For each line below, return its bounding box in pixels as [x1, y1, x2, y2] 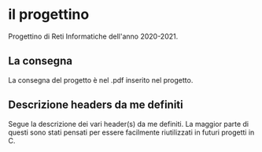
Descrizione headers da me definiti [8, 98, 183, 112]
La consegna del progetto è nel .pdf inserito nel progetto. [8, 75, 194, 84]
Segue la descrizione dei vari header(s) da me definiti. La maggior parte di [8, 119, 249, 128]
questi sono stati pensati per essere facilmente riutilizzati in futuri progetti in [8, 128, 255, 137]
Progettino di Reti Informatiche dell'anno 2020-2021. [8, 32, 179, 41]
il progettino [8, 6, 90, 24]
